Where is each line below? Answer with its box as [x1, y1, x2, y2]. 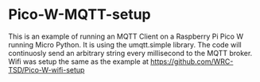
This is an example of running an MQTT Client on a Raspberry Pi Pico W [8, 32, 244, 41]
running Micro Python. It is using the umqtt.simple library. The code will [8, 39, 242, 49]
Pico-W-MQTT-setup [8, 6, 151, 24]
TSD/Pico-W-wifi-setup [8, 65, 85, 74]
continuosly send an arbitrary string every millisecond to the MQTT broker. [8, 48, 253, 58]
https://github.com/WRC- [150, 57, 234, 66]
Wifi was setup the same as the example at [8, 57, 149, 66]
